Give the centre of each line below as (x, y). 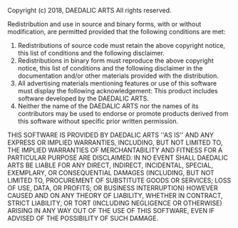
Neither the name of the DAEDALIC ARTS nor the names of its (108, 106)
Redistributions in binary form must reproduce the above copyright (115, 61)
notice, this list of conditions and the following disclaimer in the (110, 68)
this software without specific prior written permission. (98, 121)
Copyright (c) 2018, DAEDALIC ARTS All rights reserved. (90, 10)
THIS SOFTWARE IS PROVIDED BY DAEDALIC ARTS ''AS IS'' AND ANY (110, 135)
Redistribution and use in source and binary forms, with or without (104, 24)
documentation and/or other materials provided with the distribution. (118, 76)
